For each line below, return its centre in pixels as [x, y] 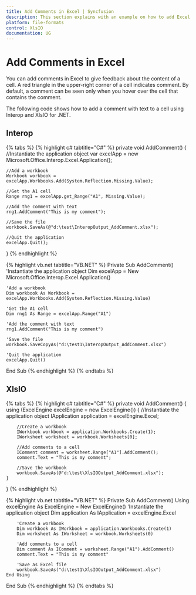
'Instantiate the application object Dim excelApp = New [72, 271]
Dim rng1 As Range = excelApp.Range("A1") [59, 314]
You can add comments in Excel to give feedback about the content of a [93, 79]
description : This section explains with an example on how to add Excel [98, 17]
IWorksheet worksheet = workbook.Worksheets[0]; [77, 437]
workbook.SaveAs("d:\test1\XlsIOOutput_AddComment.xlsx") [89, 570]
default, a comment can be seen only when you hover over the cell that [92, 91]
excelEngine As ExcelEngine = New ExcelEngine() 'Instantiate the [85, 506]
